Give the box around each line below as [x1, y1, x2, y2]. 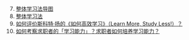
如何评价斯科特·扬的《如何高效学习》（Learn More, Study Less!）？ [15, 20, 183, 27]
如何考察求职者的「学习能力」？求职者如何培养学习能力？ [15, 27, 160, 35]
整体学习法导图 [15, 5, 53, 12]
